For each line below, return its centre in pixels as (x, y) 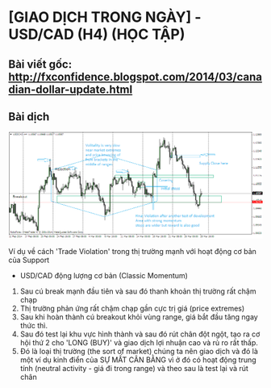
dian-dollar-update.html (71, 89)
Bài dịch (29, 117)
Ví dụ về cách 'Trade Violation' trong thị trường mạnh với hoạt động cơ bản (132, 252)
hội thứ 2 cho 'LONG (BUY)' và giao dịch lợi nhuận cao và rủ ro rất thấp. (139, 343)
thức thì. (34, 326)
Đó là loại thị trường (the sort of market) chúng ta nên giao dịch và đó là (139, 352)
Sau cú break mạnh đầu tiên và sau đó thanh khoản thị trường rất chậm (138, 291)
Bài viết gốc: (40, 64)
